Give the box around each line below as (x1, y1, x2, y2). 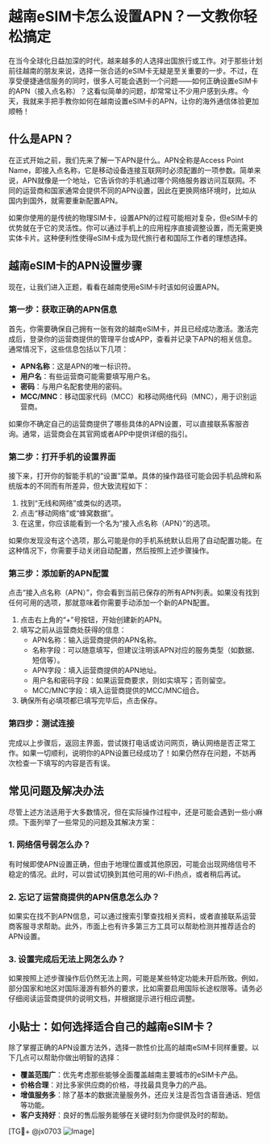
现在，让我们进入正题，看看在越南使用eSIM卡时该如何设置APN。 (8, 282, 224, 292)
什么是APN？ (8, 132, 74, 146)
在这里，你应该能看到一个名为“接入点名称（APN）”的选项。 (19, 519, 215, 528)
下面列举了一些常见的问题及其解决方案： (22, 817, 157, 826)
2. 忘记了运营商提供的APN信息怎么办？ (8, 891, 160, 902)
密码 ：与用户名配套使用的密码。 (19, 381, 127, 391)
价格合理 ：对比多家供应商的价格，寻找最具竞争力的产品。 (19, 1080, 211, 1090)
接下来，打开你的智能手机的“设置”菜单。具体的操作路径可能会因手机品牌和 (8, 471, 256, 481)
